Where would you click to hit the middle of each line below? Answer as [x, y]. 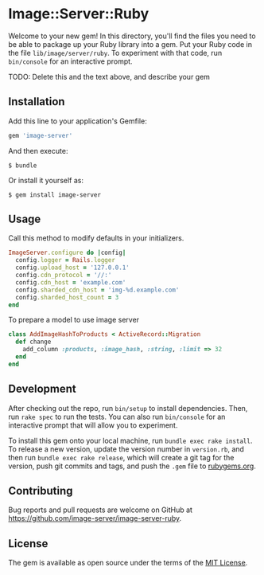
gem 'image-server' [41, 135]
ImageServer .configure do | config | [67, 253]
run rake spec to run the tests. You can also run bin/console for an [117, 417]
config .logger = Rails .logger [65, 260]
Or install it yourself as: [46, 180]
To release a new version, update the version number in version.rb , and [126, 449]
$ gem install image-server [55, 195]
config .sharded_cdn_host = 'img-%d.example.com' [97, 290]
